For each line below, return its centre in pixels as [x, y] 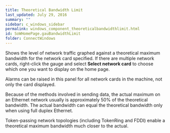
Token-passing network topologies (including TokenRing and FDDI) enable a [85, 120]
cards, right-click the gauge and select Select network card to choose [79, 64]
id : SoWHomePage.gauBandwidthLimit [43, 34]
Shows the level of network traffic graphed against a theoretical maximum [83, 53]
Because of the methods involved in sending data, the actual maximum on [83, 94]
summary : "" [18, 19]
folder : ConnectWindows [31, 39]
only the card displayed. [31, 84]
